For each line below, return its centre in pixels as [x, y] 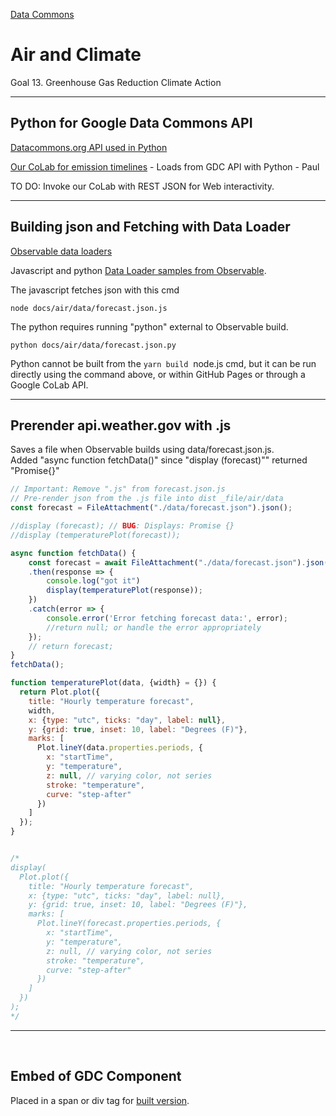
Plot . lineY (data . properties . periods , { [119, 748]
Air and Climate [76, 55]
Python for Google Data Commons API [131, 123]
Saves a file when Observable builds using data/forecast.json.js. [142, 450]
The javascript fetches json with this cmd [95, 290]
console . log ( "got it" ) [93, 581]
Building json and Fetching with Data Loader [150, 227]
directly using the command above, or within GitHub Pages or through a [158, 374]
